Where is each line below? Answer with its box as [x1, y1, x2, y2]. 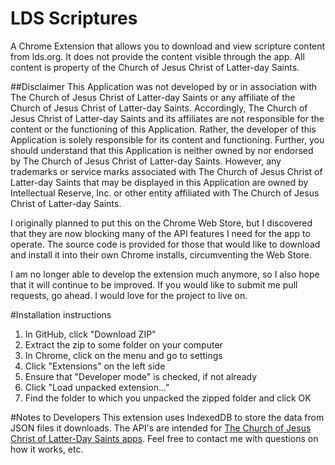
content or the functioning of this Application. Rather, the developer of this [10, 123, 317, 135]
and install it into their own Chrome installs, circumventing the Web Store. [10, 248, 313, 261]
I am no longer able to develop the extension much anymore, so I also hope [10, 268, 320, 280]
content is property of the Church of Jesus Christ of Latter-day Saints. [10, 61, 300, 73]
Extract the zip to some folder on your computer [24, 338, 223, 351]
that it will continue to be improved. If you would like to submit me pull [10, 278, 298, 291]
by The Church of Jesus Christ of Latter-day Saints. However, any [10, 155, 282, 167]
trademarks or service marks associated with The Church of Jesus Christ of [10, 165, 323, 177]
